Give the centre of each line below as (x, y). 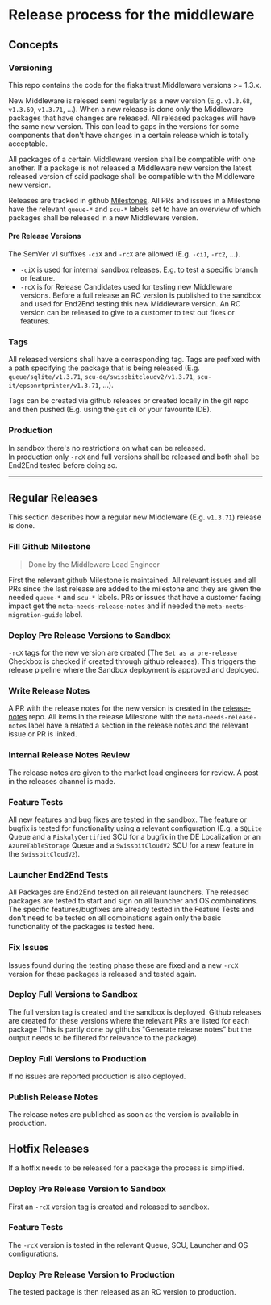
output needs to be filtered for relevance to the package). (104, 1037)
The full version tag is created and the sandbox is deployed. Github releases (135, 1012)
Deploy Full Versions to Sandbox (73, 994)
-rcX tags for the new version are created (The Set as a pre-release (123, 653)
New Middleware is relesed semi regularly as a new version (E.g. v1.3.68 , (130, 100)
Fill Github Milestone (50, 547)
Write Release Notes (49, 691)
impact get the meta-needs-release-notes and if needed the (107, 606)
